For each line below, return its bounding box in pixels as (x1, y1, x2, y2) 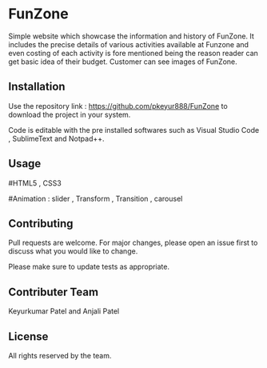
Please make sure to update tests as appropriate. (8, 262, 170, 272)
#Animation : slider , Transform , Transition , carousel (8, 194, 183, 203)
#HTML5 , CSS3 (8, 178, 62, 188)
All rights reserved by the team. (8, 351, 112, 360)
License (8, 330, 49, 343)
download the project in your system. (8, 110, 131, 119)
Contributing (8, 217, 74, 230)
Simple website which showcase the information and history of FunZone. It (8, 31, 254, 41)
